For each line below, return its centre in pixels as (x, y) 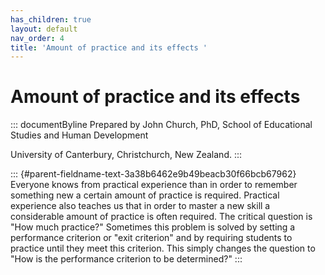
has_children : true (51, 19)
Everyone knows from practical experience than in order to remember (154, 185)
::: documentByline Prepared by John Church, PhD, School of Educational (161, 125)
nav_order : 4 (37, 38)
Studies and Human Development (79, 135)
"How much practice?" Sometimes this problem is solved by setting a (153, 227)
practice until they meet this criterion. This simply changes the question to (163, 248)
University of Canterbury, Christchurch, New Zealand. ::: (126, 155)
